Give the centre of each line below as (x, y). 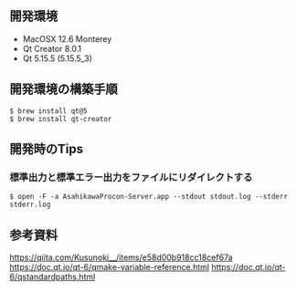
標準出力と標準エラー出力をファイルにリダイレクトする (131, 177)
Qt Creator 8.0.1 (52, 48)
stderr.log (30, 205)
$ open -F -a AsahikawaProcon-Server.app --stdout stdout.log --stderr (148, 197)
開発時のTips (47, 149)
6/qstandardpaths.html (53, 277)
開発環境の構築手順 (64, 89)
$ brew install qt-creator (61, 119)
